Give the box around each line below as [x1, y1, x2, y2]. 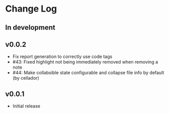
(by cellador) [12, 75, 39, 81]
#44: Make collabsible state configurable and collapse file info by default [12, 70, 164, 76]
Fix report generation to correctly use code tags [12, 53, 112, 60]
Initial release [12, 103, 40, 109]
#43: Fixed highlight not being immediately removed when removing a [12, 59, 158, 65]
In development [5, 23, 55, 32]
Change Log [5, 3, 57, 15]
